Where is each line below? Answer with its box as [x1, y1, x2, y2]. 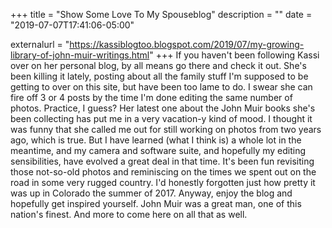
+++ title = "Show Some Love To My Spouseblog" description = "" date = [10, 9, 313, 20]
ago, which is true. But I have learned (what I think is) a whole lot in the [10, 134, 302, 146]
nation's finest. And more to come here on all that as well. [10, 209, 248, 220]
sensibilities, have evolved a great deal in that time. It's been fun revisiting [10, 155, 315, 167]
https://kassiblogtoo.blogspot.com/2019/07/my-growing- [69, 39, 305, 50]
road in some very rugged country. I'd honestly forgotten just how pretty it [10, 177, 316, 188]
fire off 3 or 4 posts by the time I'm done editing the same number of [10, 92, 293, 103]
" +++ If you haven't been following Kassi [149, 49, 320, 61]
